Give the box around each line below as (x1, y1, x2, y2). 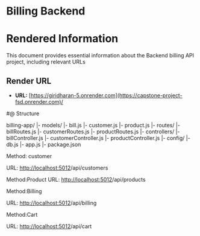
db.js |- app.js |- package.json (6, 141, 81, 148)
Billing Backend (6, 4, 86, 18)
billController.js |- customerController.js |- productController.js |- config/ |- (6, 134, 191, 141)
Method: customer (6, 152, 52, 159)
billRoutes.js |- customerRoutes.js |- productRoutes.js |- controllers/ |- (6, 128, 180, 135)
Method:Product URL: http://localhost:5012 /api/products (6, 176, 146, 183)
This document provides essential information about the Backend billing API (6, 52, 195, 59)
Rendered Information (6, 32, 119, 46)
